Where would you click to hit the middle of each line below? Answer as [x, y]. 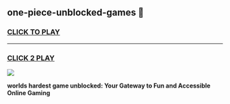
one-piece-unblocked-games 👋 [76, 13]
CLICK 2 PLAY [31, 57]
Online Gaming [29, 92]
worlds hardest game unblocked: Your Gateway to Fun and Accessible [109, 86]
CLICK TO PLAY [34, 32]
